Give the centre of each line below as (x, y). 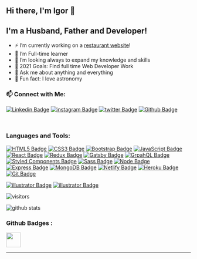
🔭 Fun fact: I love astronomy (48, 79)
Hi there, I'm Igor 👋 (41, 11)
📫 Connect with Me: (36, 95)
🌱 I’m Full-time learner (41, 54)
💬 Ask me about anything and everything (64, 73)
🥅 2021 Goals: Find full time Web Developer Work (74, 66)
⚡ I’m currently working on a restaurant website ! (72, 45)
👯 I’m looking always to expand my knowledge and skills (82, 60)
